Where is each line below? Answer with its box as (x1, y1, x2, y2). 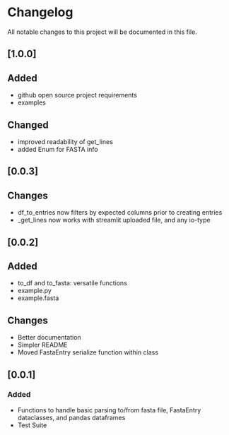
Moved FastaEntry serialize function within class (17, 348, 159, 357)
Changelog (7, 4, 74, 20)
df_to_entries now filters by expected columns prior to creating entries (17, 208, 223, 217)
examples (17, 98, 46, 107)
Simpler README (17, 340, 69, 350)
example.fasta (17, 294, 59, 302)
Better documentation (17, 333, 81, 342)
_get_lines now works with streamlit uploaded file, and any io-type (17, 216, 211, 225)
